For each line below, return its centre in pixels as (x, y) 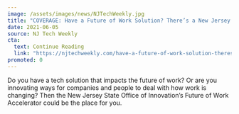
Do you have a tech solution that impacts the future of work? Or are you (112, 80)
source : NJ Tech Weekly (43, 34)
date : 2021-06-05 (33, 27)
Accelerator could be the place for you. (65, 103)
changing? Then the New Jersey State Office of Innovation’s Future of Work (118, 95)
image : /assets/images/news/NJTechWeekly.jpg (76, 14)
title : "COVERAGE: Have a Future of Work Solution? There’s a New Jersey (119, 21)
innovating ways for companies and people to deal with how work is (107, 87)
